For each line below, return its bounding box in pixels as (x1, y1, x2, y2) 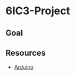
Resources (5, 47, 46, 58)
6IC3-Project (5, 4, 70, 18)
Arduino (14, 64, 34, 71)
